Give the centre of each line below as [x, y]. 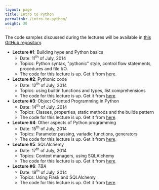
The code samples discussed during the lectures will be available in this [78, 37]
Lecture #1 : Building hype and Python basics [58, 52]
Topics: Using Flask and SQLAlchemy [58, 177]
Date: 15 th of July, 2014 [43, 128]
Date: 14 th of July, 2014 [43, 106]
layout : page [19, 10]
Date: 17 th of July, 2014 [43, 150]
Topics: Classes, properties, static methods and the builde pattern [87, 112]
